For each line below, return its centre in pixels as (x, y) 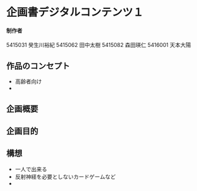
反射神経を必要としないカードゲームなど (65, 177)
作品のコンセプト (38, 66)
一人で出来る (31, 169)
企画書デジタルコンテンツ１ (75, 12)
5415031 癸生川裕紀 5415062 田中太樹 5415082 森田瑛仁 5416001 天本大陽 (99, 45)
